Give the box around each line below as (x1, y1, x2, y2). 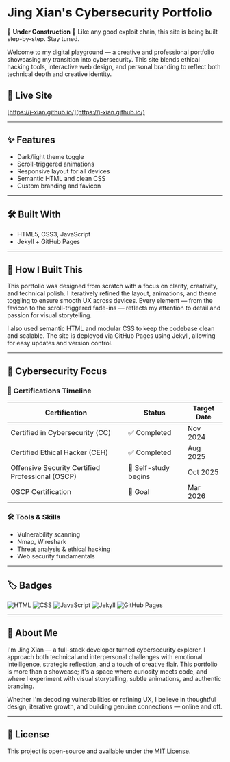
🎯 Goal (128, 487, 150, 496)
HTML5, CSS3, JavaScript (16, 230, 91, 238)
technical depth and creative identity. (7, 70, 112, 78)
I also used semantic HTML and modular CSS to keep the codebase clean (7, 324, 215, 333)
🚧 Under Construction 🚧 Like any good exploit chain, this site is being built (7, 27, 218, 36)
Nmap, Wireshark (16, 538, 67, 546)
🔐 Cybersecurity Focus (7, 365, 107, 377)
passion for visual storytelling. (7, 311, 92, 319)
